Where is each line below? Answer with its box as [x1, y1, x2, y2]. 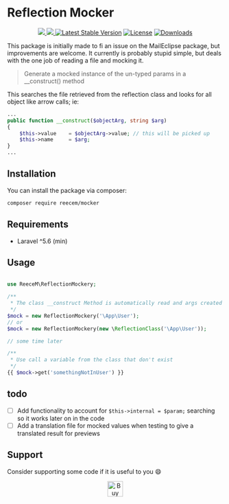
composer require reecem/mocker [7, 199, 99, 207]
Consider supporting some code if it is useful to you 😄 [7, 467, 162, 475]
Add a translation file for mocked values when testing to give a [16, 421, 194, 430]
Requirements [7, 218, 69, 231]
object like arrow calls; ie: [7, 98, 80, 106]
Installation [7, 168, 56, 180]
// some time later [7, 338, 63, 345]
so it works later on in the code [16, 414, 105, 422]
